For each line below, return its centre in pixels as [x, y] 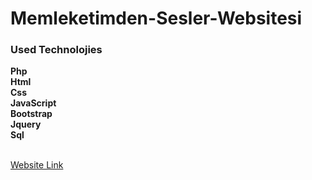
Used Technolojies [56, 50]
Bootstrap [31, 114]
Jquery [26, 124]
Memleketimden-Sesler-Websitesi [156, 18]
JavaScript [33, 103]
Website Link [37, 165]
